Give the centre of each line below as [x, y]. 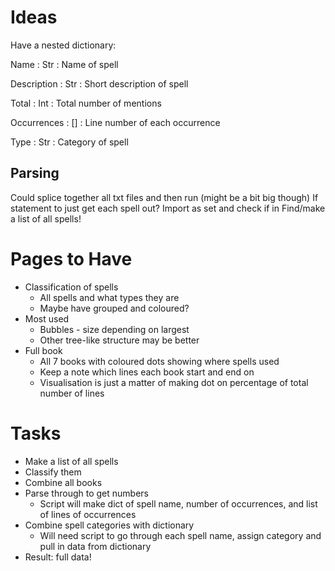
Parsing [35, 173]
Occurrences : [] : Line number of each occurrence [115, 122]
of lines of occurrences [88, 514]
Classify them [53, 472]
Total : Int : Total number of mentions [86, 103]
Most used [47, 318]
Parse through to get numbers [86, 493]
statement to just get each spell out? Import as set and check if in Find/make [168, 208]
